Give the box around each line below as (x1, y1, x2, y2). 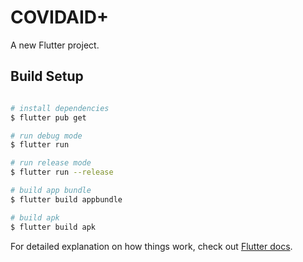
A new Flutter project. (10, 39, 100, 51)
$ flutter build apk (10, 222, 97, 232)
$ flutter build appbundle (10, 194, 123, 205)
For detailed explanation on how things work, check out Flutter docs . (10, 240, 293, 252)
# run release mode (10, 158, 92, 168)
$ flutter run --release (10, 167, 114, 178)
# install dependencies (10, 103, 110, 113)
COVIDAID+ (10, 6, 109, 29)
